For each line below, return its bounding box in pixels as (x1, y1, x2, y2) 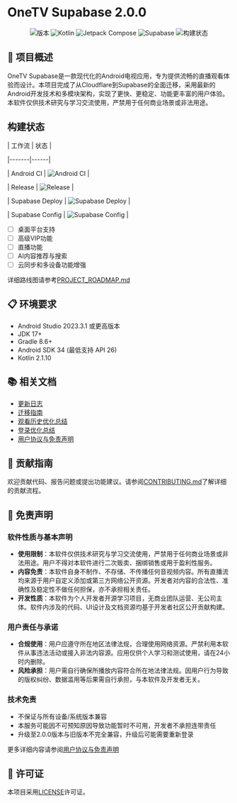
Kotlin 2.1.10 (17, 353, 52, 362)
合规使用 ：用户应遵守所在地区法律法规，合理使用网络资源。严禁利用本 (17, 640, 223, 648)
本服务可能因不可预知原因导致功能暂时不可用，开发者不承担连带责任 (17, 721, 216, 729)
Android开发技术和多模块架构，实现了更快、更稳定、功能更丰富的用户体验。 (7, 89, 229, 98)
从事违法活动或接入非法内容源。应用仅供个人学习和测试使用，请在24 (23, 648, 224, 657)
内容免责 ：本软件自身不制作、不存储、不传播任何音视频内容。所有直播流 (17, 567, 229, 575)
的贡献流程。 (7, 487, 45, 495)
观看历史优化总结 (17, 416, 68, 426)
